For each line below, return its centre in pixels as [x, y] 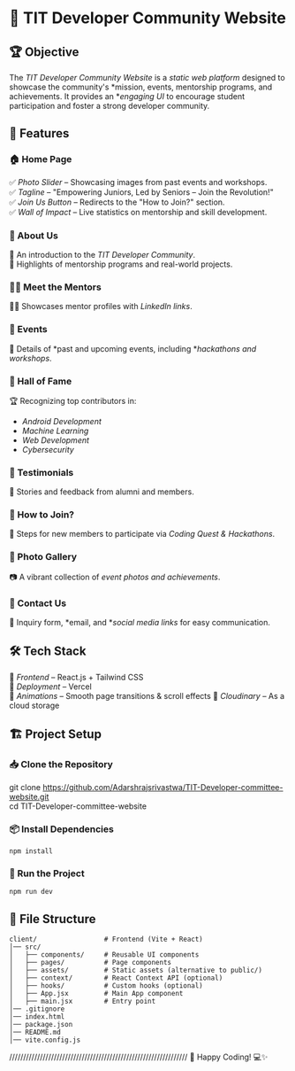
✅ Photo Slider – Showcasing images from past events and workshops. [138, 182]
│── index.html [37, 1017]
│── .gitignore [37, 1009]
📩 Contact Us [38, 603]
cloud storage [34, 705]
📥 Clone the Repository [61, 764]
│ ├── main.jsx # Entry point [83, 1001]
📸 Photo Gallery [43, 557]
